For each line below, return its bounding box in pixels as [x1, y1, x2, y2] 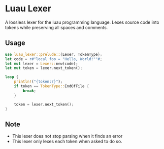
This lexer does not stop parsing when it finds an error [12, 133, 123, 139]
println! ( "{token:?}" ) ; [14, 79, 63, 84]
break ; [23, 88, 36, 93]
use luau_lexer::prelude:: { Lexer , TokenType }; [5, 52, 102, 57]
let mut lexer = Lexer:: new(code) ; [5, 61, 78, 66]
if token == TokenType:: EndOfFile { [14, 84, 90, 89]
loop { [5, 74, 19, 79]
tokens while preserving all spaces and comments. [5, 24, 108, 30]
